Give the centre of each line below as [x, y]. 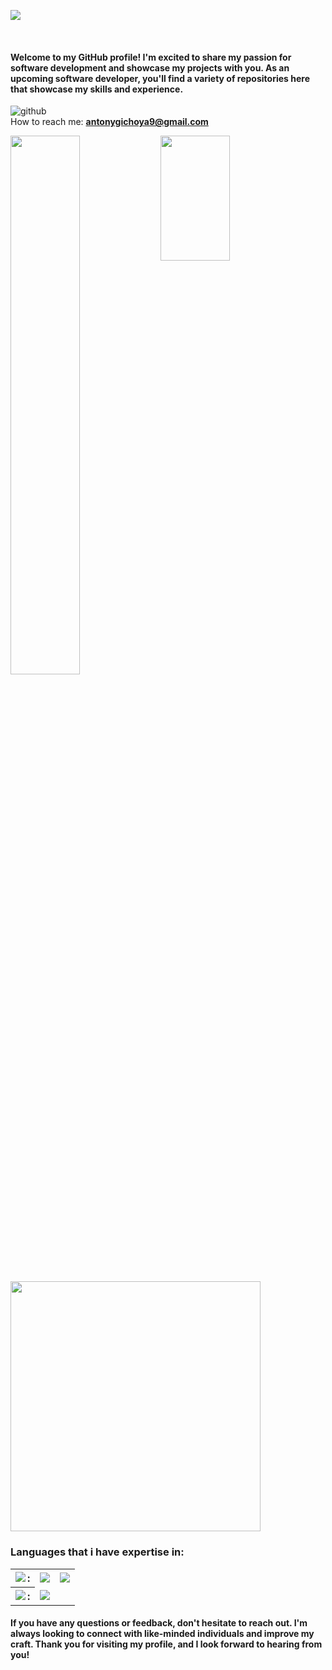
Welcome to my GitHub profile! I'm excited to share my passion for [151, 57]
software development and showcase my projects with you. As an [150, 67]
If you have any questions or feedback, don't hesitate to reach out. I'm [159, 1623]
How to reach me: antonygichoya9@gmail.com [109, 122]
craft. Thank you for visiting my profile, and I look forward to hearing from [166, 1644]
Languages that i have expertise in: [97, 1552]
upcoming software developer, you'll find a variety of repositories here [160, 78]
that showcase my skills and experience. [97, 89]
